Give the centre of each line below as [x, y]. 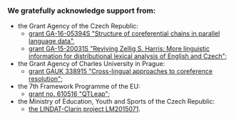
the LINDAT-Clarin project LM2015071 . [85, 109]
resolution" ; [45, 79]
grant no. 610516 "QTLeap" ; [69, 94]
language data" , [51, 41]
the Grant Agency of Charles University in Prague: [91, 64]
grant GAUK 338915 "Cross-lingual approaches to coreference [120, 71]
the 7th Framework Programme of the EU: [79, 87]
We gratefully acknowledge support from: [82, 11]
